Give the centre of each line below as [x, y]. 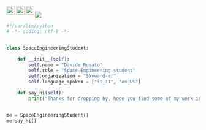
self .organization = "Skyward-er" [72, 76]
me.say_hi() [21, 121]
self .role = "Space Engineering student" [82, 71]
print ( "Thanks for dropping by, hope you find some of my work [111, 98]
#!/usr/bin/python [30, 26]
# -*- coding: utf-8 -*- [38, 31]
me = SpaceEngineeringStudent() [48, 115]
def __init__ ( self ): [44, 59]
